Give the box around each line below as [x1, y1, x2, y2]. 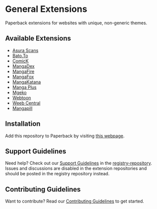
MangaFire [12, 68, 35, 74]
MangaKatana [12, 79, 41, 85]
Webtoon [12, 95, 31, 101]
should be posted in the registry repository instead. [5, 171, 110, 177]
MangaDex [12, 63, 35, 69]
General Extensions [5, 3, 88, 15]
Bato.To [12, 52, 28, 58]
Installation [5, 120, 41, 128]
